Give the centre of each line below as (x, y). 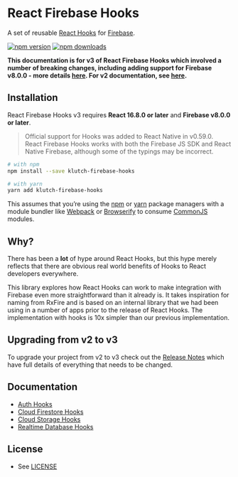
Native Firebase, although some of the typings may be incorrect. (119, 151)
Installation (33, 98)
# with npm (23, 164)
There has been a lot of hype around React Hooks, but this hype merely (112, 259)
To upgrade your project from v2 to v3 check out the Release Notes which (116, 357)
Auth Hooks (35, 404)
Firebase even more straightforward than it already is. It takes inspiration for (118, 295)
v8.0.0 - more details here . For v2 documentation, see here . (97, 75)
